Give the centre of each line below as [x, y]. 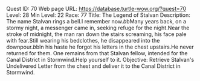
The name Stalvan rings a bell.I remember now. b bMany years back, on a [96, 21]
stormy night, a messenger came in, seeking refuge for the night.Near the [98, 28]
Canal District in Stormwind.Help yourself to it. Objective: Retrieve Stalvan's [100, 60]
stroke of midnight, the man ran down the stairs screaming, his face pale [96, 34]
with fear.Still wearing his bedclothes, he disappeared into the [83, 40]
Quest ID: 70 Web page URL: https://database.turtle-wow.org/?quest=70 [96, 9]
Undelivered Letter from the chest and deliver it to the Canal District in [94, 66]
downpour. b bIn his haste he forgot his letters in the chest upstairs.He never [100, 47]
